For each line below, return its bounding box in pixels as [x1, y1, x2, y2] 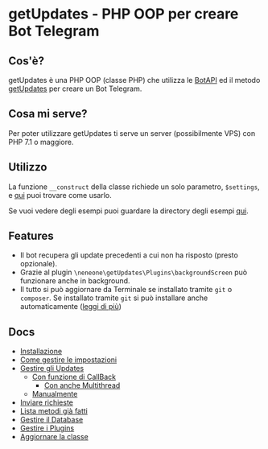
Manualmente [31, 389, 78, 399]
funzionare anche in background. [19, 276, 130, 286]
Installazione [19, 347, 63, 356]
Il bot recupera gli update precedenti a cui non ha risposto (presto [19, 250, 239, 260]
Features [8, 229, 54, 243]
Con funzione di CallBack [31, 372, 117, 382]
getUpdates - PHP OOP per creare [8, 5, 239, 23]
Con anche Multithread [43, 381, 121, 390]
